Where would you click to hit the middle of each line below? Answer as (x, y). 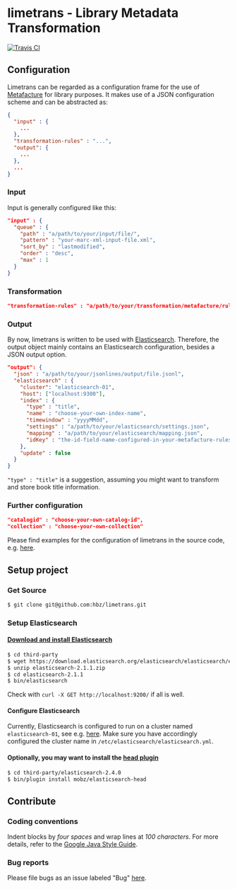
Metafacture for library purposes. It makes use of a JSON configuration (111, 94)
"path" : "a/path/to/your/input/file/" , (80, 234)
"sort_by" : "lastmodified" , (63, 247)
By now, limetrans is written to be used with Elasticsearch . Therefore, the (113, 339)
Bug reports (28, 863)
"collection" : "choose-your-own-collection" (75, 527)
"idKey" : (40, 440)
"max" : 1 (35, 260)
